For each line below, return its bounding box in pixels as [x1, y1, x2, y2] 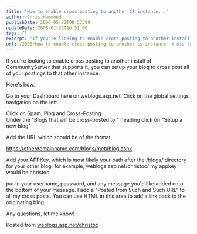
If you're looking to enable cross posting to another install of [6, 57, 152, 64]
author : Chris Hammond [6, 14, 62, 20]
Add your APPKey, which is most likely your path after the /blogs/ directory [6, 156, 186, 163]
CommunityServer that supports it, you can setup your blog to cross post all [6, 63, 189, 70]
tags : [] [6, 30, 28, 36]
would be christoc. [6, 168, 51, 175]
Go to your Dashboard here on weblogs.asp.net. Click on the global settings [6, 92, 189, 99]
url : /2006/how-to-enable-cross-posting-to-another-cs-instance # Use [6, 42, 185, 47]
